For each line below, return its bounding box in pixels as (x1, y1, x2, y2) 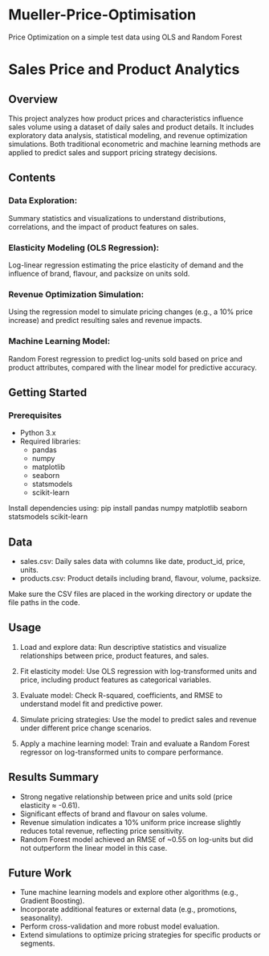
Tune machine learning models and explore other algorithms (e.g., (19, 888, 238, 897)
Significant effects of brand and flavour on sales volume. (19, 809, 208, 819)
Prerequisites (8, 410, 62, 421)
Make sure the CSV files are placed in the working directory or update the (8, 589, 252, 599)
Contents (8, 171, 56, 185)
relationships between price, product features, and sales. (19, 651, 210, 660)
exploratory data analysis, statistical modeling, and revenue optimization (8, 130, 247, 140)
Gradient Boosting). (19, 896, 85, 905)
